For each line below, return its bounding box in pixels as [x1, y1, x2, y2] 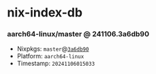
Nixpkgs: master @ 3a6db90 [16, 45, 89, 53]
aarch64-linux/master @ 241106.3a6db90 [7, 29, 150, 39]
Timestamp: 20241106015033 [16, 60, 95, 68]
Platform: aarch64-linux [16, 52, 84, 60]
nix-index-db [7, 5, 83, 21]
